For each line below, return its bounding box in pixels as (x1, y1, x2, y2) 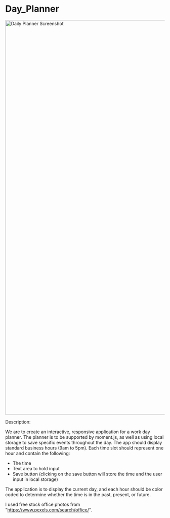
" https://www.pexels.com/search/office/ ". (5, 506, 92, 513)
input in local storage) (12, 476, 58, 482)
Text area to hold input (12, 465, 60, 471)
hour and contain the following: (5, 450, 70, 456)
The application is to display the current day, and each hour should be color (5, 486, 163, 492)
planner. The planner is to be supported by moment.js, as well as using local (5, 434, 164, 440)
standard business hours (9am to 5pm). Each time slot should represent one (5, 445, 164, 451)
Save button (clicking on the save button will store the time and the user (12, 471, 162, 477)
